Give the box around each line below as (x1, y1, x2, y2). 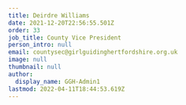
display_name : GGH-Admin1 (15, 77, 101, 85)
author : (8, 70, 34, 78)
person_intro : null (8, 41, 73, 49)
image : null (8, 56, 47, 64)
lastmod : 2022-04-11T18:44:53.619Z (8, 84, 125, 93)
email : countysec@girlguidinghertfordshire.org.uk (8, 48, 178, 56)
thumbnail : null (8, 63, 61, 71)
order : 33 (8, 26, 41, 34)
